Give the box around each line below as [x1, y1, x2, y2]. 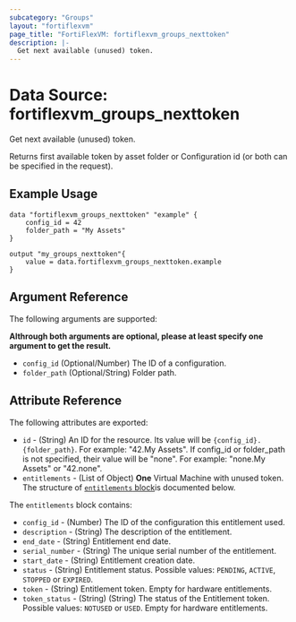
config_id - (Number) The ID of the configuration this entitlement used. [21, 516, 286, 527]
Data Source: [9, 85, 108, 106]
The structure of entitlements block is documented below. [21, 481, 236, 493]
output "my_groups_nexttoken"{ [9, 249, 126, 258]
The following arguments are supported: [9, 313, 158, 324]
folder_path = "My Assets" [25, 226, 126, 235]
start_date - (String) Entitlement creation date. [21, 555, 195, 566]
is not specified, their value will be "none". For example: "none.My [21, 454, 266, 464]
